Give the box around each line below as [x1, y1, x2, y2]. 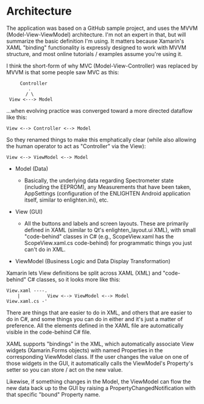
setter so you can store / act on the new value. [6, 366, 123, 373]
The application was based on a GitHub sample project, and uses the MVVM [6, 24, 198, 32]
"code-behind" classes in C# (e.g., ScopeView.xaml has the [24, 233, 174, 240]
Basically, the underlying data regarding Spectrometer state [24, 177, 174, 184]
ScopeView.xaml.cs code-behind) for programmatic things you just [24, 239, 192, 246]
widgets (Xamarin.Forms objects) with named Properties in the [6, 346, 163, 354]
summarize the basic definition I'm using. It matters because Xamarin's [6, 37, 185, 44]
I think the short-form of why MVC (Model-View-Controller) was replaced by [6, 62, 198, 69]
